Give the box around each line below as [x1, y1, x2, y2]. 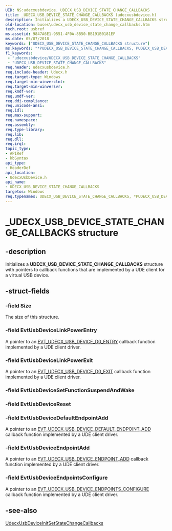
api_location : [5, 170, 36, 175]
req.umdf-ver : [5, 94, 36, 99]
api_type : [5, 160, 27, 166]
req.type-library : [5, 127, 45, 132]
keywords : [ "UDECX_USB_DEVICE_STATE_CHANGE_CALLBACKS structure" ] [5, 41, 150, 46]
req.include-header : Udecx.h [5, 70, 68, 75]
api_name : [5, 179, 27, 185]
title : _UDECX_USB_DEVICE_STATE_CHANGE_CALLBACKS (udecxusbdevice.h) [5, 12, 157, 17]
